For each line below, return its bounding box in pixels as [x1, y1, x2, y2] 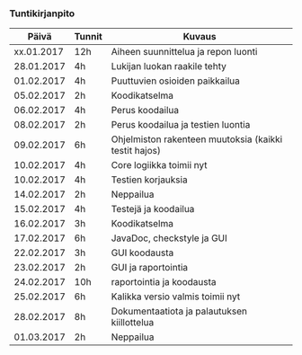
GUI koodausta [111, 246, 174, 259]
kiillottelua [111, 316, 155, 329]
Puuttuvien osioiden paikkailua [111, 75, 240, 87]
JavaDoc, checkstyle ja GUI [111, 232, 227, 244]
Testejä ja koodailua [111, 203, 195, 216]
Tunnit [74, 31, 103, 43]
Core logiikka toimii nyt [111, 159, 208, 172]
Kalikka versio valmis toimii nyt [111, 290, 241, 303]
